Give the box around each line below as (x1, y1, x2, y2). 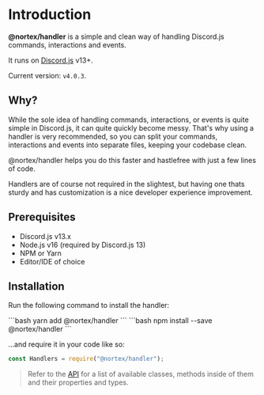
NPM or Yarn (19, 248, 62, 258)
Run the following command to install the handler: (8, 301, 170, 310)
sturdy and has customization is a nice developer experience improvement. (8, 188, 253, 197)
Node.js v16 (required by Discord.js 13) (19, 240, 146, 249)
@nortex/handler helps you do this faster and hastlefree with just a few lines (8, 155, 257, 165)
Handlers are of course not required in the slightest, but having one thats (8, 179, 245, 188)
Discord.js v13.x (19, 231, 72, 241)
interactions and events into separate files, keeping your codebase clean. (8, 140, 247, 150)
